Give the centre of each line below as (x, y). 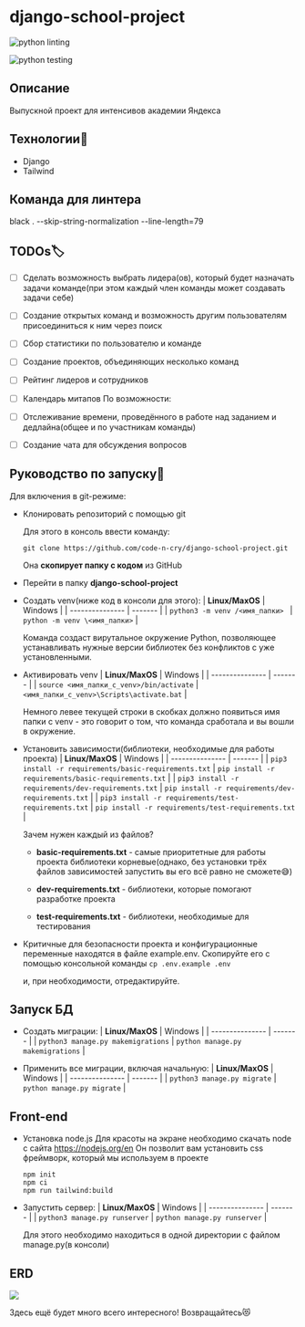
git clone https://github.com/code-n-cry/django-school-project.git (155, 548)
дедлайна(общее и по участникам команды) (109, 427)
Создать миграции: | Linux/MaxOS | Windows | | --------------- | (147, 1031)
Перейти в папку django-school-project (100, 582)
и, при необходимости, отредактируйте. (101, 981)
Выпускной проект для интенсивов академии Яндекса (115, 110)
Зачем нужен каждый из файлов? (88, 834)
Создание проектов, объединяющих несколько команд (131, 361)
